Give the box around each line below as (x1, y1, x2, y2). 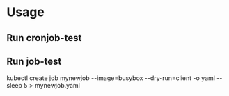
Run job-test (6, 55, 62, 67)
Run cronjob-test (6, 32, 82, 44)
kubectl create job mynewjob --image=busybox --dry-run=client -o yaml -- (6, 74, 223, 82)
